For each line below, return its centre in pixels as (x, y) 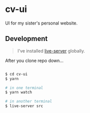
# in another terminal (29, 101)
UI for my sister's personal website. (42, 23)
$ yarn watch (19, 92)
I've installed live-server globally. (51, 50)
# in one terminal (24, 88)
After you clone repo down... (34, 60)
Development (27, 39)
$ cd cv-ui (16, 74)
